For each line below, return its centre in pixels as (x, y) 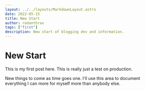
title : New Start (22, 18)
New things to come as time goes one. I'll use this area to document (72, 78)
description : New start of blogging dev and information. (65, 32)
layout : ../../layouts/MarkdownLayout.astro (51, 9)
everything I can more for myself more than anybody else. (63, 83)
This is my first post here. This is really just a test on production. (69, 69)
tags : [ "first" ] (21, 27)
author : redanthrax (25, 23)
